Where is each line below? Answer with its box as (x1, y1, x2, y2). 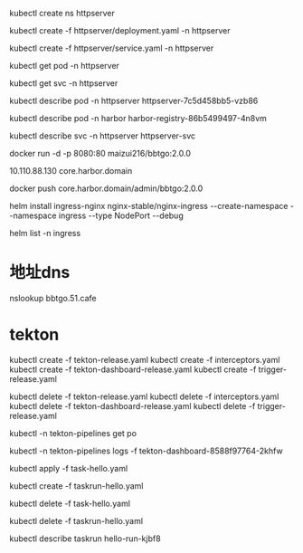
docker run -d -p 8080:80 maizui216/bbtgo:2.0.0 (9, 148, 192, 158)
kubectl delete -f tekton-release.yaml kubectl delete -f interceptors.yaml (9, 391, 279, 402)
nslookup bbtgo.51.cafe (9, 292, 97, 303)
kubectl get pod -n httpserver (9, 61, 120, 71)
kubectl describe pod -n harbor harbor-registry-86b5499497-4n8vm (9, 113, 267, 123)
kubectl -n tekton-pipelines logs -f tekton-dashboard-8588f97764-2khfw (9, 445, 283, 456)
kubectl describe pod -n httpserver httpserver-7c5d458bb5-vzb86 (9, 95, 259, 106)
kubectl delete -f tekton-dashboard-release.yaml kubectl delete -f (9, 400, 256, 411)
